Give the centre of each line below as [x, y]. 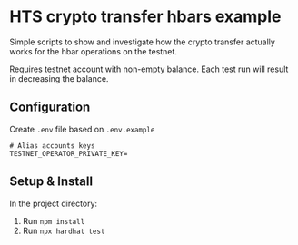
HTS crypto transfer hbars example [145, 17]
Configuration [50, 108]
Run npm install [54, 220]
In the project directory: [54, 203]
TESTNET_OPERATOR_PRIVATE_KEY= [69, 153]
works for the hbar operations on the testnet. [93, 51]
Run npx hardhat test [64, 230]
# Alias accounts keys [52, 146]
